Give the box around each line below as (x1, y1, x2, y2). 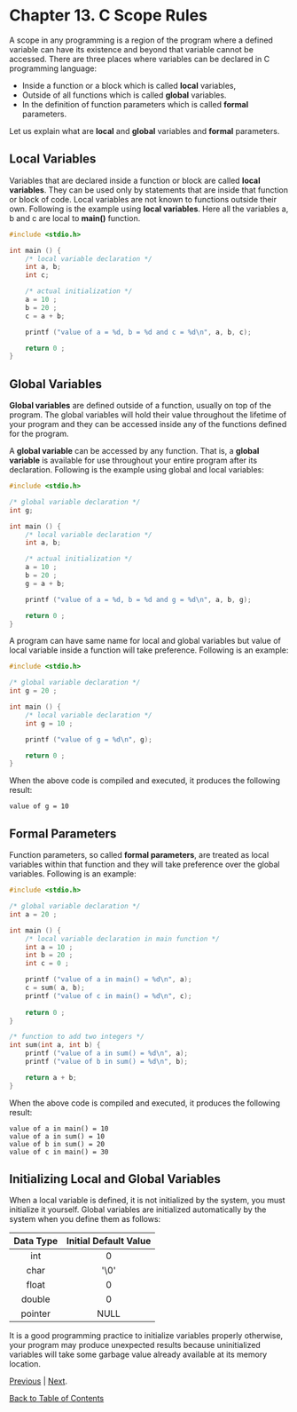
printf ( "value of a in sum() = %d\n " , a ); (25, 1049, 189, 1058)
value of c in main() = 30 (9, 1147, 109, 1156)
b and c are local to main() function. (9, 212, 141, 223)
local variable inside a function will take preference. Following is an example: (9, 645, 289, 655)
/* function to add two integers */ (9, 1032, 145, 1042)
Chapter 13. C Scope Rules (9, 5, 208, 26)
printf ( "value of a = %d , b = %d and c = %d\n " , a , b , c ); (25, 328, 252, 337)
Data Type (13, 1235, 59, 1248)
